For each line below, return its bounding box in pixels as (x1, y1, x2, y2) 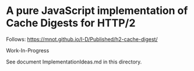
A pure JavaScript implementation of (6, 4, 188, 17)
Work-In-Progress (6, 47, 50, 54)
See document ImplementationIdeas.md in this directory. (6, 58, 142, 65)
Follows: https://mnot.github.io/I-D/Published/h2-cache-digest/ (6, 35, 158, 42)
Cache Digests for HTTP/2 (6, 16, 136, 30)
